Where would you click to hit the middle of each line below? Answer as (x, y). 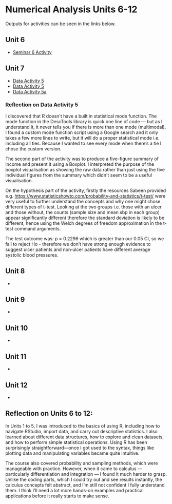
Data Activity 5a (30, 91)
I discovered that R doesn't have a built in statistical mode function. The (81, 116)
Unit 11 (16, 356)
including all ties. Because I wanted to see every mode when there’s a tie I (83, 143)
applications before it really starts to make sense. (57, 496)
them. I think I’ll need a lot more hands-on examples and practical (74, 490)
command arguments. (38, 228)
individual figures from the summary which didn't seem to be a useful (79, 175)
